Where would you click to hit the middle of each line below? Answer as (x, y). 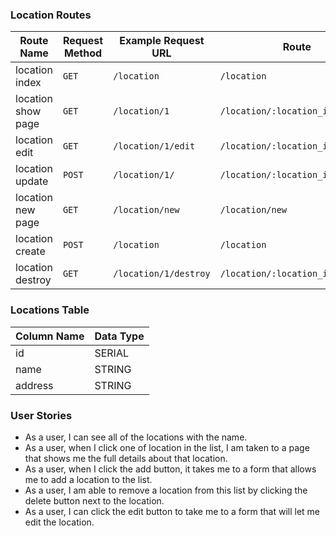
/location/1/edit (154, 146)
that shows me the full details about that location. (126, 458)
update (32, 181)
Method (83, 53)
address (34, 385)
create (30, 251)
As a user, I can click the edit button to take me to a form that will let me (172, 511)
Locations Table (50, 310)
